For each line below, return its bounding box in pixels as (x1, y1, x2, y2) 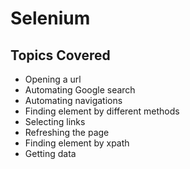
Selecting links (24, 116, 86, 127)
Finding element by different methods (24, 105, 180, 117)
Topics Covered (10, 47, 111, 64)
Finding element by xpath (24, 137, 130, 149)
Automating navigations (24, 95, 123, 106)
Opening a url (24, 73, 82, 85)
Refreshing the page (24, 127, 110, 138)
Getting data (24, 148, 77, 159)
